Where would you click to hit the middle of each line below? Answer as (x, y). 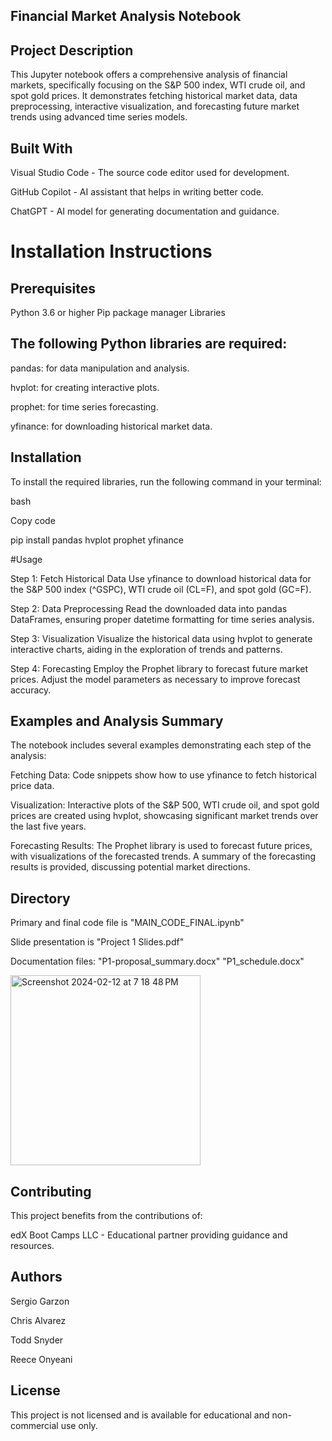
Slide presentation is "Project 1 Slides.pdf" (97, 942)
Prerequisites (53, 288)
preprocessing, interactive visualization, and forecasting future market (155, 106)
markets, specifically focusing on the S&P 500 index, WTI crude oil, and (158, 85)
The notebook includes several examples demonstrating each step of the (161, 745)
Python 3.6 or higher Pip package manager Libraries (118, 313)
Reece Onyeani (41, 1359)
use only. (79, 1425)
